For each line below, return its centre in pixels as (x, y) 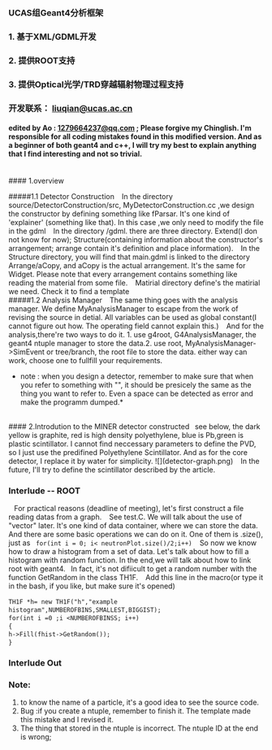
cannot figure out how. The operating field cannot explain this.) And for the (136, 326)
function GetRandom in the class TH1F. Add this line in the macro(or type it (136, 578)
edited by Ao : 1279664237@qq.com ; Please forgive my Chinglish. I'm (130, 128)
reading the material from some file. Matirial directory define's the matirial (134, 283)
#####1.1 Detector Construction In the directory (91, 196)
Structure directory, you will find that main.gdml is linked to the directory (129, 257)
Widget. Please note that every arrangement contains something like (123, 274)
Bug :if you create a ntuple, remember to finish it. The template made (136, 711)
